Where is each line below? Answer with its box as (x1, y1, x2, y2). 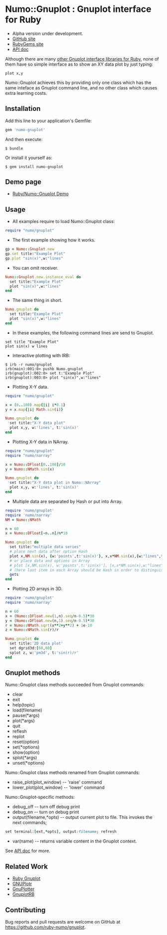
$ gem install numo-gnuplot (5, 164, 64, 169)
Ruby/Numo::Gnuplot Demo (12, 191, 69, 197)
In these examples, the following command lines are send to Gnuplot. (12, 329, 154, 336)
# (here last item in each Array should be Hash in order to (9, 567, 139, 572)
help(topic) (12, 702, 35, 708)
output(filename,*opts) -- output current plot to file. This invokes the (12, 814, 153, 820)
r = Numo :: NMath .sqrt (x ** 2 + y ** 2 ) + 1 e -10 (5, 623, 92, 628)
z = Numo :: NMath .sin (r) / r (5, 627, 59, 632)
